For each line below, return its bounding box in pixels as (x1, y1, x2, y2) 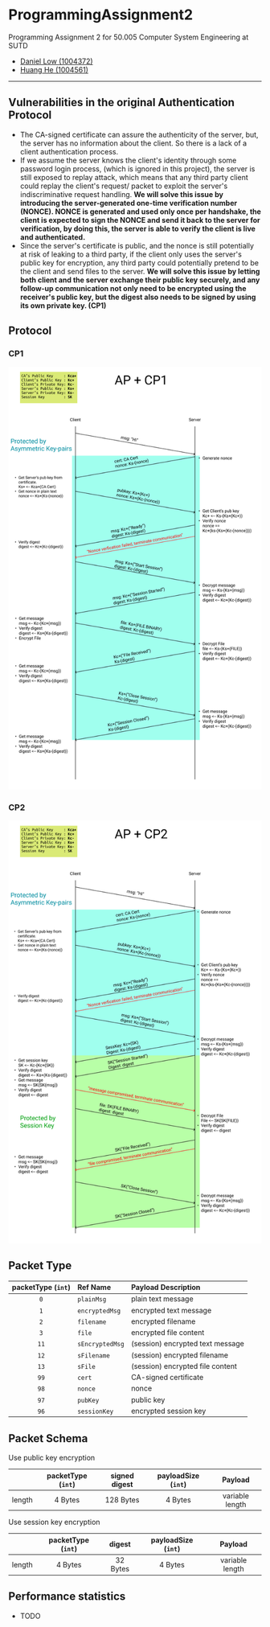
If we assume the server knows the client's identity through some (19, 155, 237, 165)
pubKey (77, 1396, 100, 1404)
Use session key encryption (8, 1518, 100, 1527)
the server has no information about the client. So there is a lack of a (19, 138, 247, 148)
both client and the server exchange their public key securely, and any (19, 275, 260, 285)
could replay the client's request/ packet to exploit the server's (19, 181, 228, 191)
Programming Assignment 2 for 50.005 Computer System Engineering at (8, 32, 249, 42)
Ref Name (77, 1283, 111, 1292)
